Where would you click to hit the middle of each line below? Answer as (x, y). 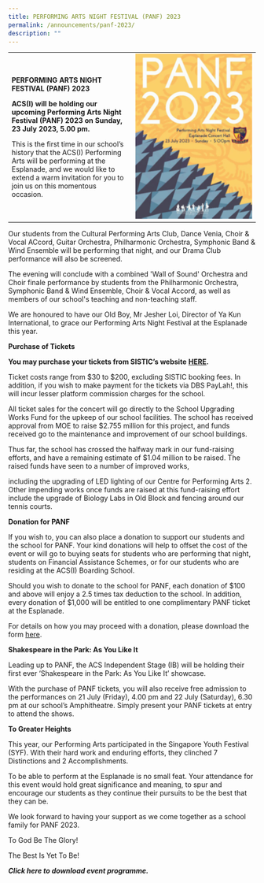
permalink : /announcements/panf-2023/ (71, 25)
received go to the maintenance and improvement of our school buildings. (128, 434)
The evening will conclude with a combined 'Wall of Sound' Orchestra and (128, 274)
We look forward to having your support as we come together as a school (127, 817)
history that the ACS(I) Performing (66, 152)
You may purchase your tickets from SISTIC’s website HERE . (109, 362)
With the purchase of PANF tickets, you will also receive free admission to (127, 688)
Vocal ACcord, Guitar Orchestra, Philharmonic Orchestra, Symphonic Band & (132, 242)
